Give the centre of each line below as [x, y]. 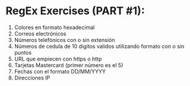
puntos [23, 52]
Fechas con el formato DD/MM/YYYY [60, 71]
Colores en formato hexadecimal [54, 27]
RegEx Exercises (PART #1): [75, 11]
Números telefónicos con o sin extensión [65, 40]
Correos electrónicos [40, 33]
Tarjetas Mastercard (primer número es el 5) [69, 65]
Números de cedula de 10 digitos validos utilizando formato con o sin [99, 46]
